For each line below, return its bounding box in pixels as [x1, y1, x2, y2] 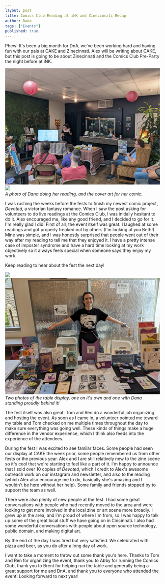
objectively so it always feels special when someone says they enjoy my [5, 247, 151, 253]
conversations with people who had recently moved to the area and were [5, 502, 153, 508]
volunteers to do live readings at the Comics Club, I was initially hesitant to [5, 211, 156, 217]
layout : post [5, 8, 32, 13]
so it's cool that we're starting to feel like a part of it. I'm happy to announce [5, 461, 158, 467]
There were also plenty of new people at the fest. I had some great [5, 497, 140, 503]
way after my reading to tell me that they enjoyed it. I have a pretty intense [5, 237, 155, 243]
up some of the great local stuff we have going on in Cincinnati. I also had [5, 518, 154, 523]
